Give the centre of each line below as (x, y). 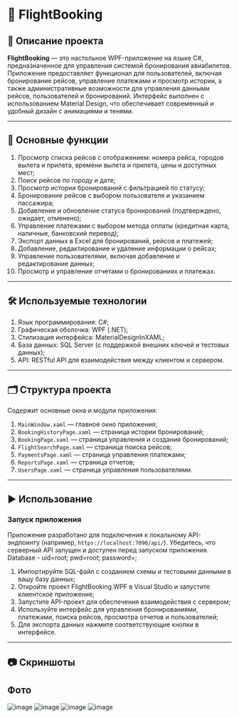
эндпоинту (24, 542)
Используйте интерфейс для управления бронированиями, (108, 610)
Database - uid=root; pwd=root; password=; (72, 558)
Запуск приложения (44, 519)
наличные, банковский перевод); (68, 233)
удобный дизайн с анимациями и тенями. (70, 111)
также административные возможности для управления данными (108, 88)
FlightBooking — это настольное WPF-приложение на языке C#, (106, 58)
